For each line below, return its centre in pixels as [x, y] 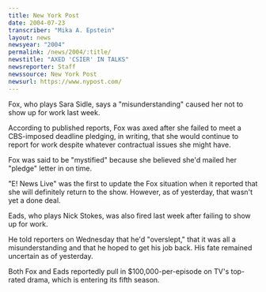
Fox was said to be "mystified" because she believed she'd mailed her [123, 159]
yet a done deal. [34, 200]
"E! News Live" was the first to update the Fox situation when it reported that [133, 183]
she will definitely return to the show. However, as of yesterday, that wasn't [131, 192]
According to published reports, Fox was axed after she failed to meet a [125, 128]
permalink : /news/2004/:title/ [60, 52]
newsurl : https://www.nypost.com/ [65, 81]
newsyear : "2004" [37, 45]
